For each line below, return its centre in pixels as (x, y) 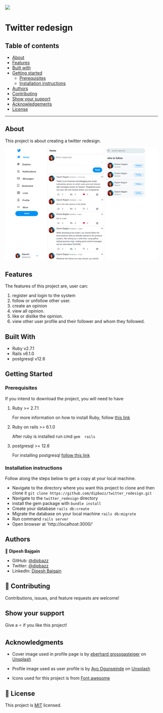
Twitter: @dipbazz (30, 565)
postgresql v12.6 (29, 359)
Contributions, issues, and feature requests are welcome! (62, 598)
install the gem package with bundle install (57, 504)
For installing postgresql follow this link (51, 455)
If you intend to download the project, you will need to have (64, 398)
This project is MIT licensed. (33, 705)
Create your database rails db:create (51, 508)
